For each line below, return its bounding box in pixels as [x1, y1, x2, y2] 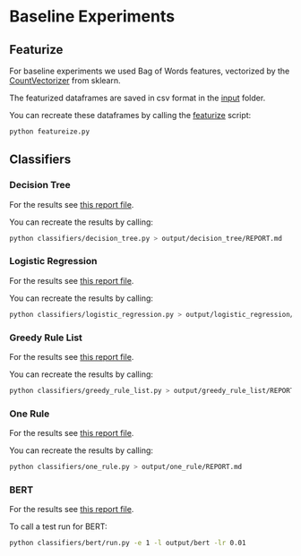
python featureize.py [9, 127, 90, 136]
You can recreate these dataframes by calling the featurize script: [9, 110, 252, 120]
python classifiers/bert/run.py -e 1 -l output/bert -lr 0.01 [9, 539, 246, 548]
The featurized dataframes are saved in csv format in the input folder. [9, 92, 266, 103]
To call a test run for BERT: [9, 521, 107, 532]
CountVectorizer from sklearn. [9, 75, 121, 86]
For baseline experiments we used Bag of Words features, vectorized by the [9, 65, 290, 76]
